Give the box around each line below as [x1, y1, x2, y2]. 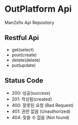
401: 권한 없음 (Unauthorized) [11, 108, 71, 114]
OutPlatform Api [4, 3, 72, 15]
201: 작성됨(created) [11, 96, 52, 102]
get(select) [11, 46, 34, 52]
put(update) [11, 62, 36, 68]
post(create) [11, 52, 37, 58]
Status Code [4, 77, 44, 85]
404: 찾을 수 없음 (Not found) [11, 114, 70, 120]
